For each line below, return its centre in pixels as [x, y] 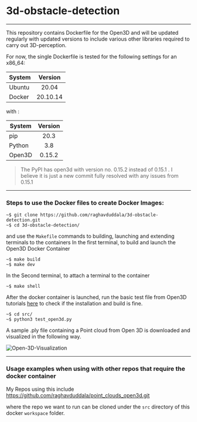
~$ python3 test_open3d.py [39, 320]
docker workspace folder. [35, 413]
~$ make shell [23, 287]
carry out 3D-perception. [36, 45]
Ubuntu [19, 87]
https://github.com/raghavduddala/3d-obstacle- [99, 215]
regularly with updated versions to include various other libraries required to [98, 39]
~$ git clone [22, 215]
